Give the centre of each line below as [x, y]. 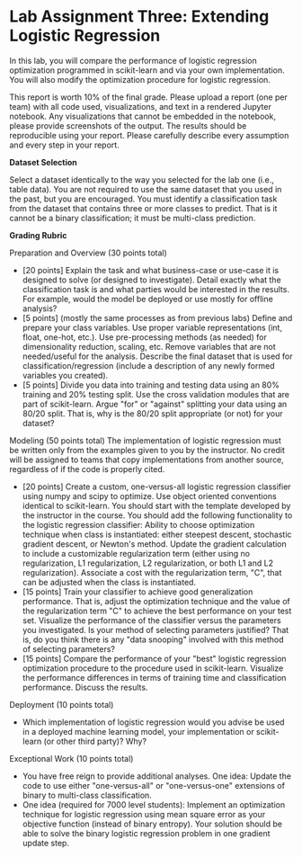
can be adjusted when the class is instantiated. [109, 582]
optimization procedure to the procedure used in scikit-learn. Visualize [153, 668]
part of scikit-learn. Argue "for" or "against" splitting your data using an [155, 404]
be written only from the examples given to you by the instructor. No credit [147, 450]
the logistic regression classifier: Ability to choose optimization [138, 524]
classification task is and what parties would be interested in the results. [156, 289]
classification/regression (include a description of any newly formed [149, 365]
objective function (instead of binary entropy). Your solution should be [152, 824]
